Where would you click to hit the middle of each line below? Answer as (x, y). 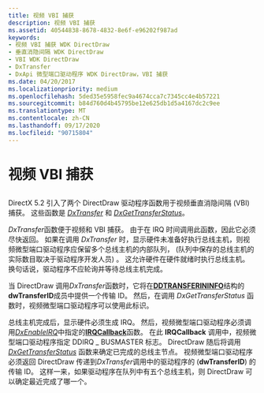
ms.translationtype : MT (47, 111)
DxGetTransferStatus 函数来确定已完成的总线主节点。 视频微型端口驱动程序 (131, 352)
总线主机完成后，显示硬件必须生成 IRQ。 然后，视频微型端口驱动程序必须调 (130, 322)
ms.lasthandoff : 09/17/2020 (54, 125)
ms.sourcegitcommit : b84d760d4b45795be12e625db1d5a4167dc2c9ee (114, 103)
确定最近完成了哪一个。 (53, 382)
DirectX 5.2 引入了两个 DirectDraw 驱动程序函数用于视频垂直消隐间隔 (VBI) (129, 203)
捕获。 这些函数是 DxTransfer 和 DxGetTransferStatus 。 (99, 213)
